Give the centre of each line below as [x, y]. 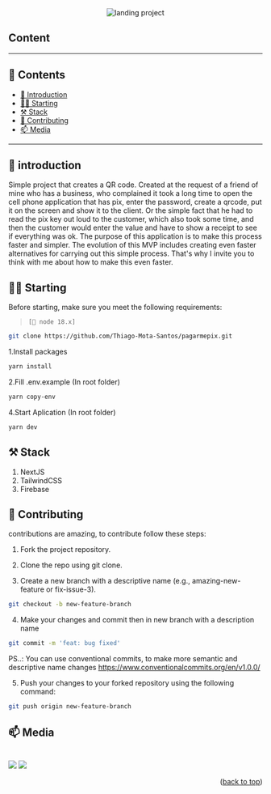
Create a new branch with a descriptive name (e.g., [105, 581]
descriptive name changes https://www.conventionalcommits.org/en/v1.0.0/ [134, 668]
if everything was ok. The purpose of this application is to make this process [135, 236]
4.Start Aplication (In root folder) [62, 412]
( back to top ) [241, 781]
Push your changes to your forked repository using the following [127, 683]
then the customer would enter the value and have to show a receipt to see [133, 228]
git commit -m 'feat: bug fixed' [65, 643]
